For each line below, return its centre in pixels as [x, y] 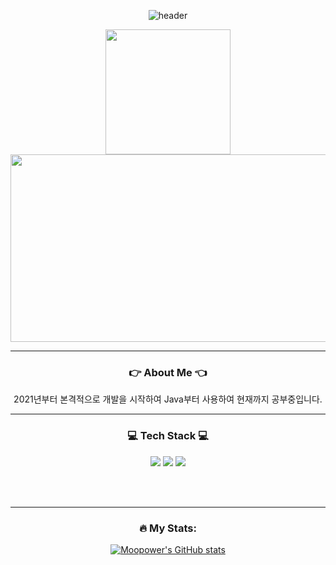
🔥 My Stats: [168, 528]
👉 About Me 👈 [168, 372]
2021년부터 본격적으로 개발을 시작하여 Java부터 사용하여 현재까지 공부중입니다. [168, 399]
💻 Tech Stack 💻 [168, 436]
